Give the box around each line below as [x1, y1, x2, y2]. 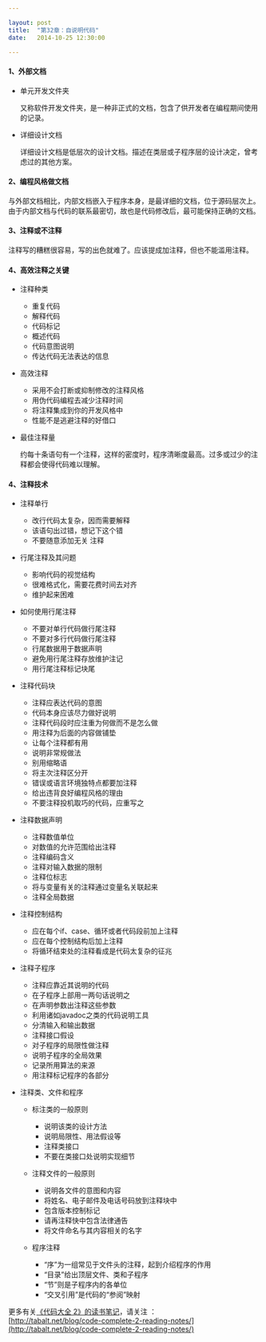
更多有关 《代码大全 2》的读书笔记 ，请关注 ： [8, 1307, 157, 1316]
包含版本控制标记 [43, 1206, 101, 1215]
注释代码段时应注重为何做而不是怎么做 [31, 718, 158, 727]
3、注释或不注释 [8, 226, 62, 236]
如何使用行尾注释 [19, 607, 77, 617]
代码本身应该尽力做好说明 [31, 708, 117, 718]
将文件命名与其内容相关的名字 [43, 1226, 142, 1235]
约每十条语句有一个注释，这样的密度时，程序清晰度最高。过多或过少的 [19, 449, 252, 459]
